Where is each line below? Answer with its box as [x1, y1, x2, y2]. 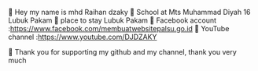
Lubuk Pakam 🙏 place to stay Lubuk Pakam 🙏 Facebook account [8, 16, 217, 25]
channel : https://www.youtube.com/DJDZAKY [8, 32, 157, 41]
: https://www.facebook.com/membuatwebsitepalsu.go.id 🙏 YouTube [8, 24, 230, 33]
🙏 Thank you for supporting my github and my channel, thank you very [8, 48, 238, 56]
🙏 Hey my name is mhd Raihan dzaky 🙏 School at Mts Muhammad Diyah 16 [8, 8, 251, 16]
